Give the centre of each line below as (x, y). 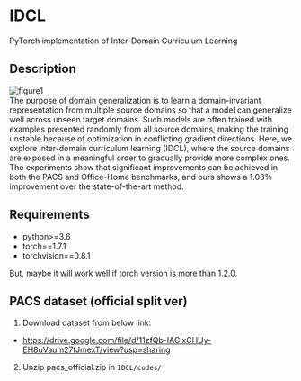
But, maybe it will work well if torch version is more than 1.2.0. (124, 273)
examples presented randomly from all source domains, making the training (149, 129)
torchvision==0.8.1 (57, 255)
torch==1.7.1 (44, 246)
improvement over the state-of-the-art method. (97, 186)
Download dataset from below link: (87, 323)
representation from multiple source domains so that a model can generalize (150, 110)
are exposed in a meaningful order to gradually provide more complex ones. (150, 158)
